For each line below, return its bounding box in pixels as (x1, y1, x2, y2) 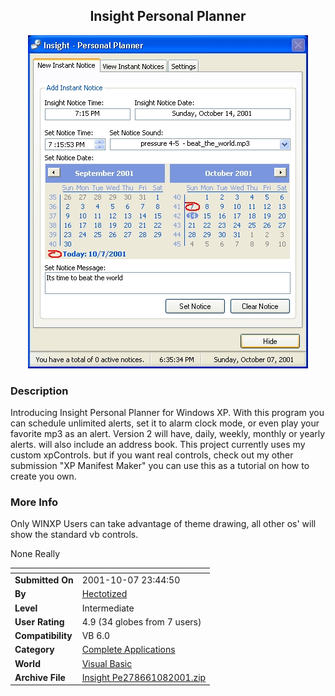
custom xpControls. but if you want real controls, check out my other (10, 449, 294, 461)
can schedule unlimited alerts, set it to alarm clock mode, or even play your (10, 417, 320, 429)
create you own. (10, 470, 77, 483)
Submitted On (14, 574, 74, 586)
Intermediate (81, 602, 135, 614)
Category (14, 644, 55, 656)
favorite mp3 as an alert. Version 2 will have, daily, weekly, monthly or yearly (10, 428, 326, 440)
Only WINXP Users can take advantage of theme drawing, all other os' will (10, 518, 317, 530)
